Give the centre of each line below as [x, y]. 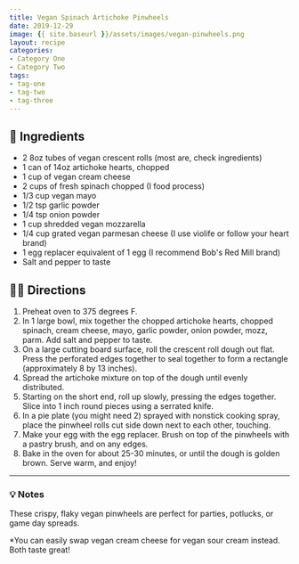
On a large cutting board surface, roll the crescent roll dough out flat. [148, 349]
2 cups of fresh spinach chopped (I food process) [113, 186]
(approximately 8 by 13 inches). [80, 368]
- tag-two [28, 92]
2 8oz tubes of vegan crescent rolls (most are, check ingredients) [142, 158]
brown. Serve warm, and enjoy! [80, 463]
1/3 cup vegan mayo [59, 196]
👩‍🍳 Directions [48, 290]
